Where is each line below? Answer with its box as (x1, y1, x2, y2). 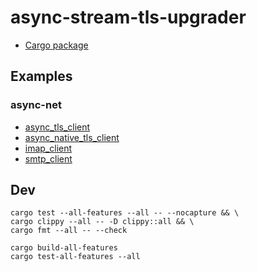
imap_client (24, 142, 73, 154)
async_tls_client (24, 121, 91, 133)
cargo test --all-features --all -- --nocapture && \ (10, 208, 240, 218)
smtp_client (24, 152, 73, 165)
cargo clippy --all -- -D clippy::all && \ (10, 217, 195, 227)
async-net (10, 98, 62, 112)
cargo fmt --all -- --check (10, 226, 128, 236)
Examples (10, 68, 73, 85)
